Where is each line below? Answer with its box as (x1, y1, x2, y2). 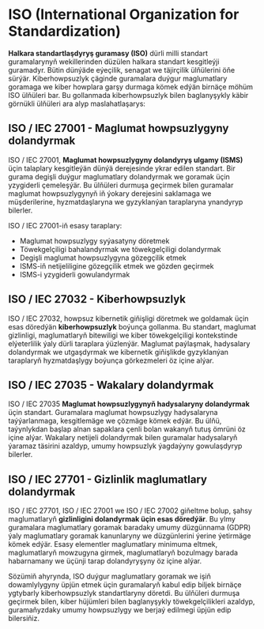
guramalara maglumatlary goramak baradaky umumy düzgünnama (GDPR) (8, 523, 251, 533)
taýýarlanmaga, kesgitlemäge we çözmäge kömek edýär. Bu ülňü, (8, 416, 222, 426)
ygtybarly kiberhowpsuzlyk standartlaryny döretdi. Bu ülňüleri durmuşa (8, 589, 240, 598)
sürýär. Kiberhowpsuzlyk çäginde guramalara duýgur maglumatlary (8, 73, 228, 83)
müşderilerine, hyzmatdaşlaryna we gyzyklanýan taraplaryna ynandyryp (8, 197, 243, 206)
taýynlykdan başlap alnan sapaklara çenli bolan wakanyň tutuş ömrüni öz (8, 424, 247, 434)
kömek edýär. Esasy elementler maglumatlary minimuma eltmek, (8, 540, 218, 549)
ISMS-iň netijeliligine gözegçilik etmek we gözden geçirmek (19, 261, 214, 270)
